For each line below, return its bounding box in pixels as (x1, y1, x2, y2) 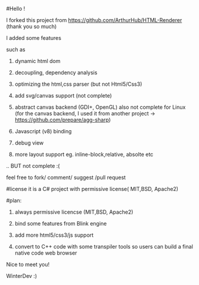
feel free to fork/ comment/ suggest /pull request (6, 174, 126, 181)
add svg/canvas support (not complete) (14, 92, 112, 99)
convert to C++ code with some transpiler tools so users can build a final (14, 243, 193, 250)
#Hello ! (6, 5, 26, 12)
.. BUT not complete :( (6, 162, 61, 169)
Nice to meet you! (6, 261, 50, 268)
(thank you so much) (6, 23, 57, 30)
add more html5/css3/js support (14, 231, 94, 239)
